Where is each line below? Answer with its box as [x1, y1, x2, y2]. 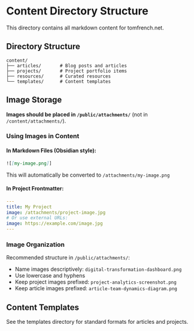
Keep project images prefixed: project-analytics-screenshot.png [14, 278, 177, 286]
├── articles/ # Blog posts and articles [6, 62, 128, 68]
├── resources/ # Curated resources [6, 73, 111, 79]
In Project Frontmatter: [6, 185, 64, 192]
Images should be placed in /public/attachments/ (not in [6, 111, 148, 118]
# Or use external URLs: [6, 215, 68, 221]
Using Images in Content [6, 132, 80, 141]
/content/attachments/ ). [6, 117, 66, 124]
